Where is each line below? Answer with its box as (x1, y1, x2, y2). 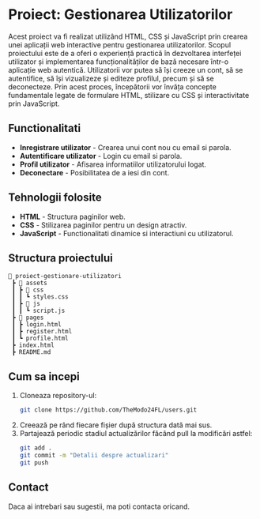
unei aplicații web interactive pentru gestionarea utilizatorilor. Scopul (8, 39, 232, 49)
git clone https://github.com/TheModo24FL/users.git (19, 406, 198, 414)
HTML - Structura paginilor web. (19, 212, 126, 221)
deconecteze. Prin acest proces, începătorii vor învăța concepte (8, 81, 217, 92)
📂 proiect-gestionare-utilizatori (8, 273, 122, 280)
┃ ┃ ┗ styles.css (11, 293, 69, 301)
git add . (19, 444, 53, 452)
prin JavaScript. (8, 99, 60, 108)
